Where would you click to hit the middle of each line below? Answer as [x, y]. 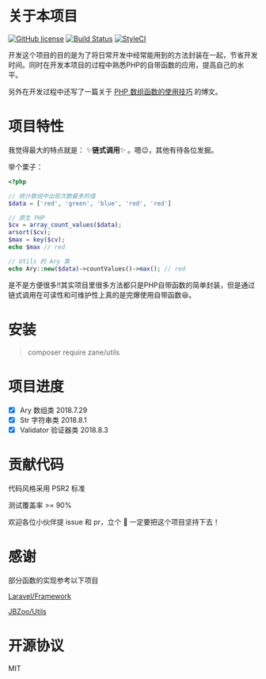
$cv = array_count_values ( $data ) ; [65, 225]
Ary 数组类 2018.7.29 [53, 410]
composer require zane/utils [74, 352]
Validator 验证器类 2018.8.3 [64, 430]
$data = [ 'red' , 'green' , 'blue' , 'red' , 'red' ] [90, 203]
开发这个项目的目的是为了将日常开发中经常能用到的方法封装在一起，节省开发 [133, 55]
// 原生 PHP [27, 218]
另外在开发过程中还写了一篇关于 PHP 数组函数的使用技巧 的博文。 [116, 91]
